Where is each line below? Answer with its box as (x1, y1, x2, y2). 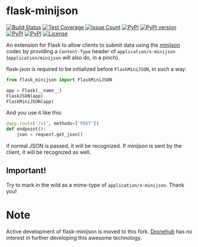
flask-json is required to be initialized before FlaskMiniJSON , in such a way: (6, 65, 187, 72)
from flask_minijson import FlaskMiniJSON (6, 77, 112, 83)
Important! (6, 165, 46, 175)
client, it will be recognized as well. (6, 149, 92, 156)
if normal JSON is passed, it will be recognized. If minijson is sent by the (6, 142, 182, 149)
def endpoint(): (6, 126, 46, 132)
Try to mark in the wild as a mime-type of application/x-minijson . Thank (6, 181, 184, 188)
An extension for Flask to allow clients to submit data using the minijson (6, 41, 180, 48)
